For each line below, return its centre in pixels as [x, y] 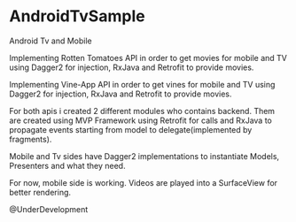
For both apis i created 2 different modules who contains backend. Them [142, 111]
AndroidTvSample [77, 16]
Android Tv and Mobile [51, 41]
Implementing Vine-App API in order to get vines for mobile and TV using [142, 84]
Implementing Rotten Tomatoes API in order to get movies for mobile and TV [148, 57]
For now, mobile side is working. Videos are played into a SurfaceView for [143, 182]
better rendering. [40, 192]
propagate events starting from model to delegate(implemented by [131, 129]
